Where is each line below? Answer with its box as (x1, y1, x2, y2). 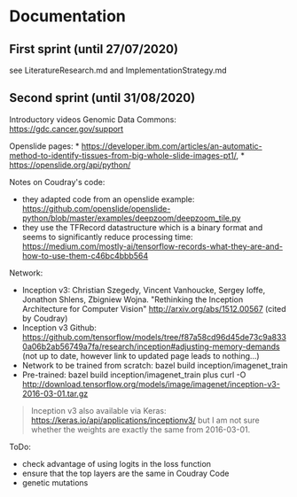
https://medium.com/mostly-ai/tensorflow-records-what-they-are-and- (21, 241, 284, 252)
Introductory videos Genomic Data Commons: (9, 113, 177, 125)
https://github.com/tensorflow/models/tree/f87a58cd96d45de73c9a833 (21, 331, 286, 342)
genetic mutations (21, 477, 89, 488)
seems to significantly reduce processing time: (21, 231, 193, 242)
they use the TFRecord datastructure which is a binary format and (21, 221, 263, 232)
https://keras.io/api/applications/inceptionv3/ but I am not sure (30, 415, 260, 425)
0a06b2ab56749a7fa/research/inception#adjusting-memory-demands (21, 341, 281, 352)
